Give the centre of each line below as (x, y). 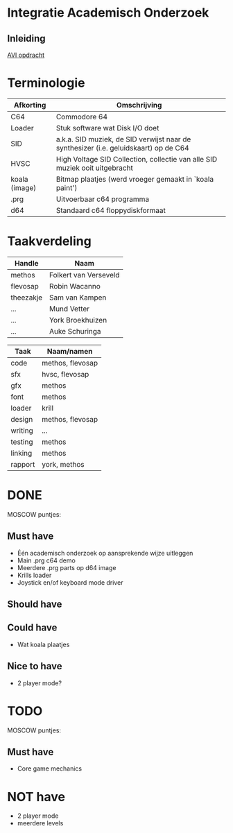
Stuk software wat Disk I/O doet (107, 128)
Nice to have (35, 666)
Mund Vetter (69, 309)
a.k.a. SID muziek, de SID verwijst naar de (123, 139)
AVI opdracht (26, 55)
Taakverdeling (49, 241)
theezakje (27, 298)
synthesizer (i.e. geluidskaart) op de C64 (122, 148)
